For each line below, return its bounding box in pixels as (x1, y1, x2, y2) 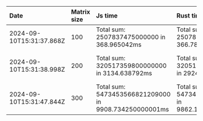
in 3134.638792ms (95, 69, 152, 77)
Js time (95, 11, 118, 20)
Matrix (71, 8, 91, 16)
